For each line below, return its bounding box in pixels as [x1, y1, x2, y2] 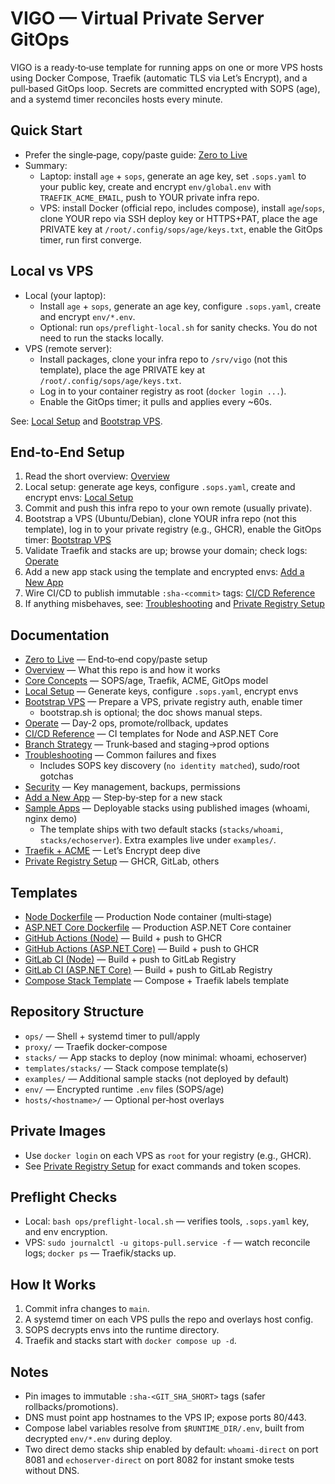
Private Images [10, 1123, 107, 1140]
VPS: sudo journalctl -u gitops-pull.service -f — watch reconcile [24, 1237, 311, 1249]
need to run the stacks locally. [39, 332, 165, 344]
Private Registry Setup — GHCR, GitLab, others [24, 855, 220, 867]
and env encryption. [24, 1226, 108, 1238]
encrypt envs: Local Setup [24, 492, 134, 504]
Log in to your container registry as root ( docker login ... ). [39, 385, 287, 397]
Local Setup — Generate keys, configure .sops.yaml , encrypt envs [24, 685, 299, 697]
